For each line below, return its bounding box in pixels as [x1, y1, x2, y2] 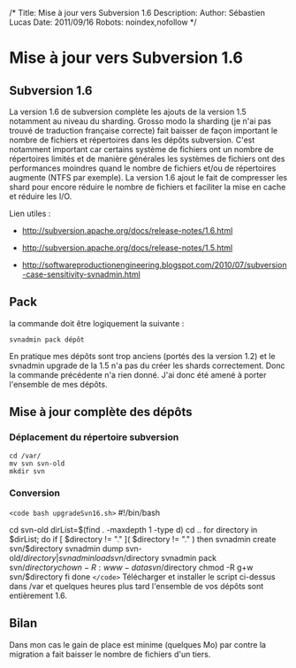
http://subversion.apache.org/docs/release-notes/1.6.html [21, 226, 233, 235]
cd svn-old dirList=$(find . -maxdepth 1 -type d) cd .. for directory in [9, 524, 258, 534]
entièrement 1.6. [9, 590, 68, 601]
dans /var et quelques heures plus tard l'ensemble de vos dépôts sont [9, 580, 264, 591]
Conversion [9, 487, 60, 499]
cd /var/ [9, 451, 42, 460]
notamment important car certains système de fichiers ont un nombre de [9, 144, 274, 154]
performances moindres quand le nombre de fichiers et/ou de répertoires [9, 163, 277, 173]
